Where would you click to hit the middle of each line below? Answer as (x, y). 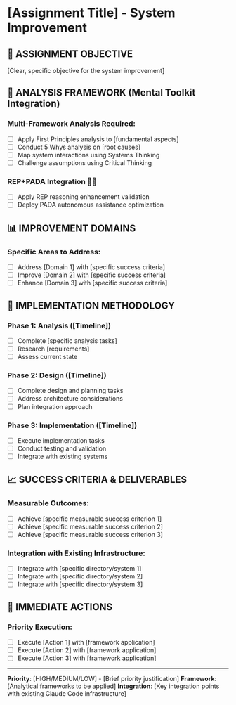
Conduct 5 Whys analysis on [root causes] (79, 147)
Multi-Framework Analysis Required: (71, 124)
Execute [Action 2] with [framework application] (87, 650)
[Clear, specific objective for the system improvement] (86, 71)
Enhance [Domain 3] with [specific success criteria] (92, 283)
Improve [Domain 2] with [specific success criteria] (92, 275)
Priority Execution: (40, 627)
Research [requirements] (53, 349)
